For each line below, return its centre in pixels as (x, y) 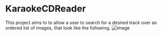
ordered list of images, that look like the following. (58, 27)
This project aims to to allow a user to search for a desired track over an (81, 22)
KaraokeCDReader (46, 9)
